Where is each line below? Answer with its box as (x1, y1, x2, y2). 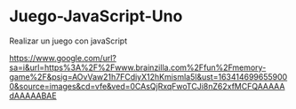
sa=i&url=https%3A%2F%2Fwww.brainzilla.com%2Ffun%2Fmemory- (9, 62, 267, 73)
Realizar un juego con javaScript (9, 35, 128, 46)
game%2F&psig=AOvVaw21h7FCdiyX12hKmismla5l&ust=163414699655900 (9, 71, 288, 82)
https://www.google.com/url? (9, 52, 117, 63)
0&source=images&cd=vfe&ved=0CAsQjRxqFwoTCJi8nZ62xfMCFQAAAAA (9, 81, 285, 91)
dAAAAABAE (9, 90, 57, 101)
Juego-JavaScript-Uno (9, 6, 183, 27)
